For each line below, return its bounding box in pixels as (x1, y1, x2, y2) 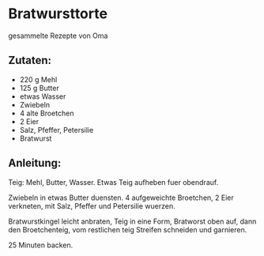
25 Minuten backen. (8, 240, 74, 250)
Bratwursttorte (8, 5, 108, 23)
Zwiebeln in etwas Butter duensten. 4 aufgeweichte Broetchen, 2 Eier (8, 193, 235, 202)
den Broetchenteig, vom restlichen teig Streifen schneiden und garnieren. (8, 224, 247, 234)
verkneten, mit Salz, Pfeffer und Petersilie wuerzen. (8, 201, 175, 210)
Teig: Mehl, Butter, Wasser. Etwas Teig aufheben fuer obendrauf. (8, 177, 219, 186)
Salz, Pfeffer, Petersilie (19, 125, 94, 134)
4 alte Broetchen (19, 108, 74, 118)
